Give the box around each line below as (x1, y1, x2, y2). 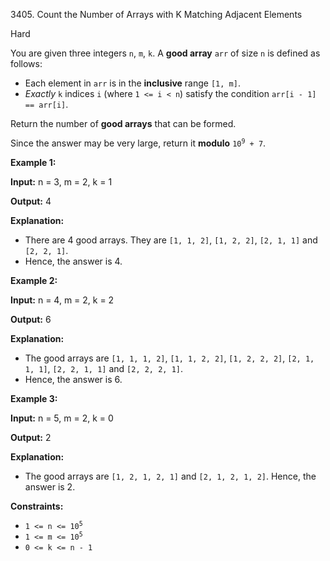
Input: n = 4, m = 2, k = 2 (10, 294, 115, 306)
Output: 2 (10, 432, 52, 443)
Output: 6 (10, 314, 52, 325)
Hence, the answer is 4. (24, 255, 123, 267)
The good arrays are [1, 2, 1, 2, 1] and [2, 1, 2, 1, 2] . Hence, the (24, 470, 317, 482)
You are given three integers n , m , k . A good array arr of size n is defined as (10, 47, 321, 59)
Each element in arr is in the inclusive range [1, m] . (24, 77, 241, 89)
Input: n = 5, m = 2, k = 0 (10, 412, 114, 424)
